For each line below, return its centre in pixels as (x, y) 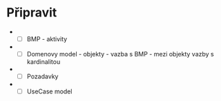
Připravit (32, 13)
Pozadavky (42, 76)
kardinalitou (44, 62)
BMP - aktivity (47, 38)
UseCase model (49, 91)
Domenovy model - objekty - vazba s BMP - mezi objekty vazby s (121, 54)
